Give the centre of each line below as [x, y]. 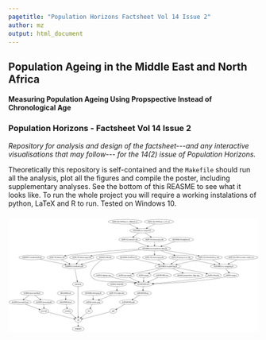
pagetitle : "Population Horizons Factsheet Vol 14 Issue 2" [110, 17]
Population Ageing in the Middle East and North [128, 66]
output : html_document [46, 33]
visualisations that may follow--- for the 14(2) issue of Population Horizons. [132, 154]
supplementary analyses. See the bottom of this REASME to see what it [125, 186]
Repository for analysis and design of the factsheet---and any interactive [129, 145]
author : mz [26, 25]
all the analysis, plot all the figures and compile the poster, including [119, 178]
